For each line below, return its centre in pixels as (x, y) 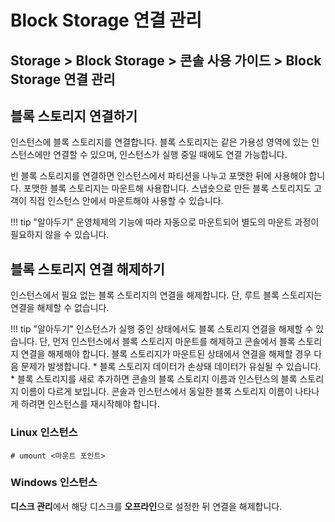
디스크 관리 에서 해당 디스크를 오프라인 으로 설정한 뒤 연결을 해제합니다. (146, 506)
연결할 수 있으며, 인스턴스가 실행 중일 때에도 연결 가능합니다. (170, 155)
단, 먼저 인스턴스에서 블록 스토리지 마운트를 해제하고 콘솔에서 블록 (167, 342)
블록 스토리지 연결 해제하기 (87, 269)
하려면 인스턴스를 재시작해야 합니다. (90, 404)
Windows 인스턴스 (54, 483)
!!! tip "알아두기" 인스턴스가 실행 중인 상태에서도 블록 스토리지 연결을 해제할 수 (162, 329)
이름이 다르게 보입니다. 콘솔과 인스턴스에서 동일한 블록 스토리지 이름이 (156, 392)
